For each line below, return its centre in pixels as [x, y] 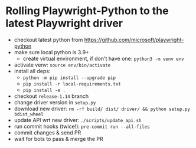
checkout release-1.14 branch [51, 96]
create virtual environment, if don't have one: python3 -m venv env [103, 58]
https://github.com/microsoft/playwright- [134, 40]
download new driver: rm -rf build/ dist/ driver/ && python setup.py [102, 108]
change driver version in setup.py [55, 102]
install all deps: [32, 71]
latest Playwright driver [64, 23]
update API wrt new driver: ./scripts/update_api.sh [78, 120]
